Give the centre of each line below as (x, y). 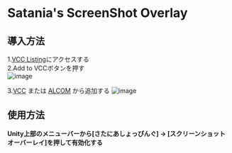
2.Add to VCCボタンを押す (46, 68)
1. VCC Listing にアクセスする (49, 59)
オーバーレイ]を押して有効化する (55, 142)
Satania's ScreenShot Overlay (98, 13)
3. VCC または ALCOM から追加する (59, 91)
